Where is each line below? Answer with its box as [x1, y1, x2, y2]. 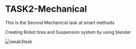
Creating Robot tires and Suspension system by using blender [5, 29, 131, 35]
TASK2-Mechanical [5, 3, 88, 15]
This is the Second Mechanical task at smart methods [5, 20, 115, 25]
